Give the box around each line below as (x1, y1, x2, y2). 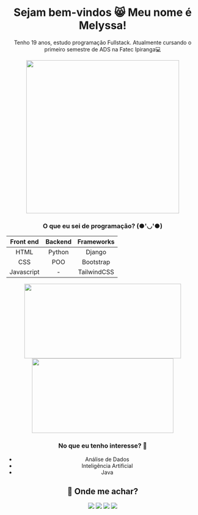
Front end (10, 238, 39, 246)
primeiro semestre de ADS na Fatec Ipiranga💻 (44, 45, 161, 53)
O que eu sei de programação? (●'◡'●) (42, 222, 163, 230)
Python (48, 248, 69, 257)
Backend (45, 238, 72, 246)
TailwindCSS (78, 268, 114, 276)
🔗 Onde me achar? (67, 486, 139, 497)
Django (86, 248, 107, 257)
